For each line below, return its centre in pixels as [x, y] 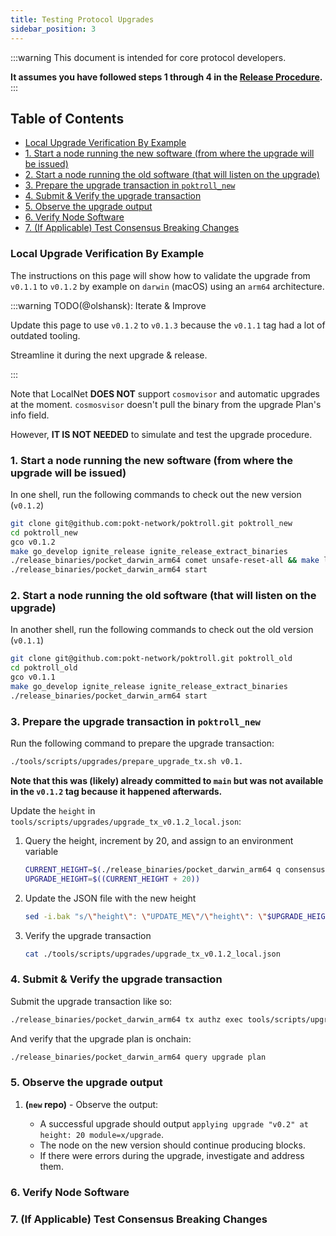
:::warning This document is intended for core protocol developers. [148, 57]
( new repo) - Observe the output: [91, 1104]
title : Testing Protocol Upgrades [82, 19]
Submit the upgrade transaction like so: [91, 1001]
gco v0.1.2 [33, 542]
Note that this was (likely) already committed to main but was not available [167, 780]
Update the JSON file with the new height [110, 898]
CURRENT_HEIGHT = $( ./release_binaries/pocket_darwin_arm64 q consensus [175, 870]
